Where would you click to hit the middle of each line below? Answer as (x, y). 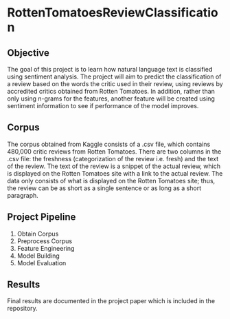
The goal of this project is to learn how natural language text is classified (110, 69)
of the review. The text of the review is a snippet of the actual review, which (114, 166)
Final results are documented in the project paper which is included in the (111, 301)
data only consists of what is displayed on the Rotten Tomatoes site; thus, (111, 181)
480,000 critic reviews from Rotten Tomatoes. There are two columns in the (114, 151)
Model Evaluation (42, 263)
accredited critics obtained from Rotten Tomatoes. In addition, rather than (111, 91)
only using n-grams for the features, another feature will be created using (111, 99)
